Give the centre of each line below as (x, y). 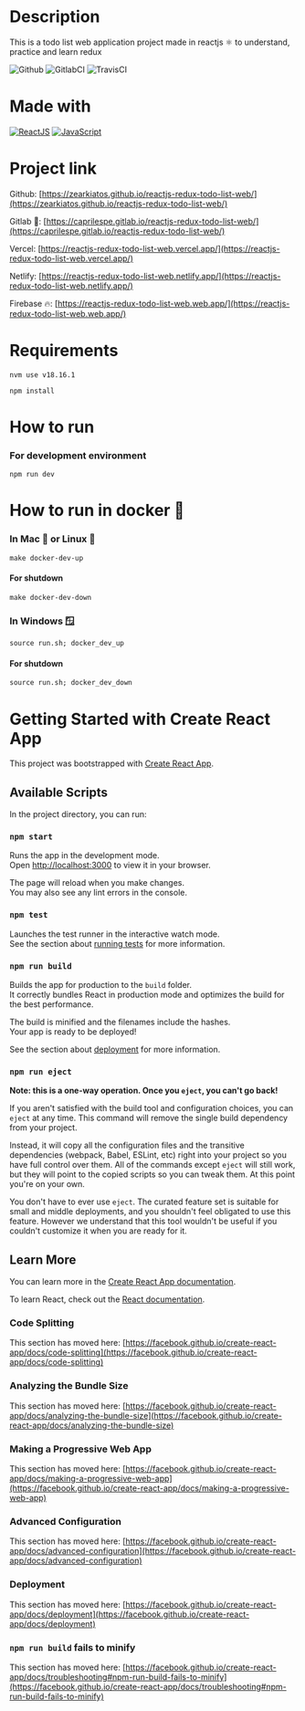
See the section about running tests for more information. (117, 943)
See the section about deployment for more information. (115, 1050)
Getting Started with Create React (140, 719)
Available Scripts (58, 792)
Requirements (64, 351)
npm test (29, 915)
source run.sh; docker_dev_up (67, 644)
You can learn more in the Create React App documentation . (123, 1282)
